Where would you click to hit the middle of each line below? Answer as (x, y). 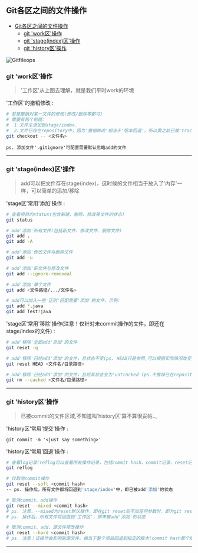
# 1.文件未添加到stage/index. (42, 125)
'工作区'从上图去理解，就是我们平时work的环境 (77, 90)
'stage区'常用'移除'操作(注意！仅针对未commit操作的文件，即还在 (85, 324)
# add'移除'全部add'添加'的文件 (42, 342)
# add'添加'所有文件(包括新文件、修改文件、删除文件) (64, 230)
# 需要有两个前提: (26, 119)
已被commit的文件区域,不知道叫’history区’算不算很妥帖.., (89, 416)
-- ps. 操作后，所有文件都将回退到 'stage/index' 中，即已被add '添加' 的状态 (90, 490)
